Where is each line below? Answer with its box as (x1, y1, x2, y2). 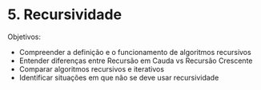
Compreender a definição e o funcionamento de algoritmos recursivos (18, 47, 251, 57)
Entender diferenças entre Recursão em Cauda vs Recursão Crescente (18, 56, 253, 65)
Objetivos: (7, 32, 42, 41)
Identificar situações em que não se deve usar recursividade (18, 72, 219, 82)
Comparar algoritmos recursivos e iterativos (18, 64, 165, 73)
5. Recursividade (7, 6, 122, 24)
